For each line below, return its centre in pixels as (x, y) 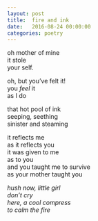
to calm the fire (29, 210)
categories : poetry (35, 33)
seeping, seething (33, 117)
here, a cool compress (39, 203)
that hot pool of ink (34, 109)
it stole (17, 60)
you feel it (21, 88)
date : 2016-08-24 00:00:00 (49, 26)
